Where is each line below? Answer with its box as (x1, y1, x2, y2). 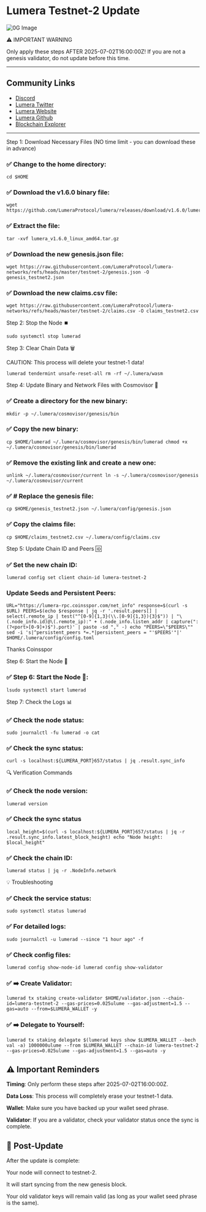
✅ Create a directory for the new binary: (6, 397, 128, 406)
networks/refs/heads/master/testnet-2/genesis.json (6, 269, 141, 275)
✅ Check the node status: (6, 715, 85, 724)
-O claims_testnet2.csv (137, 308, 199, 314)
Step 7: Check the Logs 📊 (6, 698, 72, 706)
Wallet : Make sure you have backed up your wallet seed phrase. (6, 1104, 169, 1112)
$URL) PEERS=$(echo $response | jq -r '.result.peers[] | (6, 608, 158, 615)
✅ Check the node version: (6, 787, 88, 795)
